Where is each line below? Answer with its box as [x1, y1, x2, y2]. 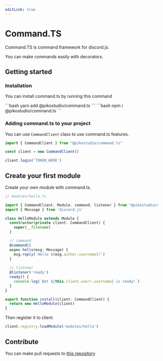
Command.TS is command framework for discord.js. [5, 44, 110, 50]
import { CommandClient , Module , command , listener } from [5, 202, 127, 207]
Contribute [5, 338, 39, 346]
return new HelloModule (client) [9, 301, 75, 307]
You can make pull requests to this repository [5, 350, 96, 356]
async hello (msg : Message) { [9, 247, 68, 252]
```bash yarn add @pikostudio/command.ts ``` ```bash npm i [5, 103, 123, 108]
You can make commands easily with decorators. [5, 54, 103, 59]
